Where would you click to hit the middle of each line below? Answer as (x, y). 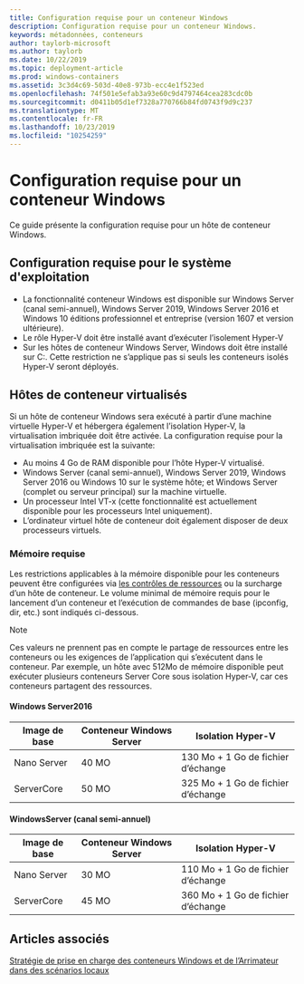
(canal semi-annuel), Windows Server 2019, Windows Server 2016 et (151, 308)
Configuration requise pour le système (121, 263)
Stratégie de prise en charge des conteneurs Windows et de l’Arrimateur (144, 960)
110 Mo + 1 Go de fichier (235, 869)
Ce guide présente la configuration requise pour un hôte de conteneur (140, 225)
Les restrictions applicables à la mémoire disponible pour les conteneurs (145, 574)
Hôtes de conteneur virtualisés (99, 395)
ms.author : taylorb (46, 52)
